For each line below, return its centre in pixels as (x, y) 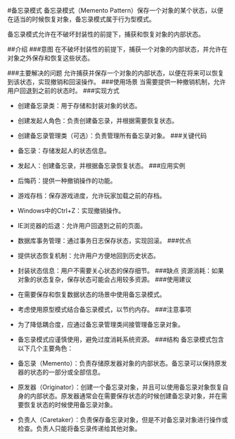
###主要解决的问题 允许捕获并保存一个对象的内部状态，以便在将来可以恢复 (116, 73)
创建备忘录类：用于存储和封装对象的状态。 (79, 106)
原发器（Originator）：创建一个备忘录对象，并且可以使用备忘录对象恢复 (120, 387)
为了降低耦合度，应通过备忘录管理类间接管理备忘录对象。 (101, 324)
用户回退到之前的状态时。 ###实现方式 (63, 91)
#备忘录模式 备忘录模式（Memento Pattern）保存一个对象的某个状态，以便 (115, 10)
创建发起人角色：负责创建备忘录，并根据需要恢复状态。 (97, 121)
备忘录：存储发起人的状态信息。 (64, 151)
